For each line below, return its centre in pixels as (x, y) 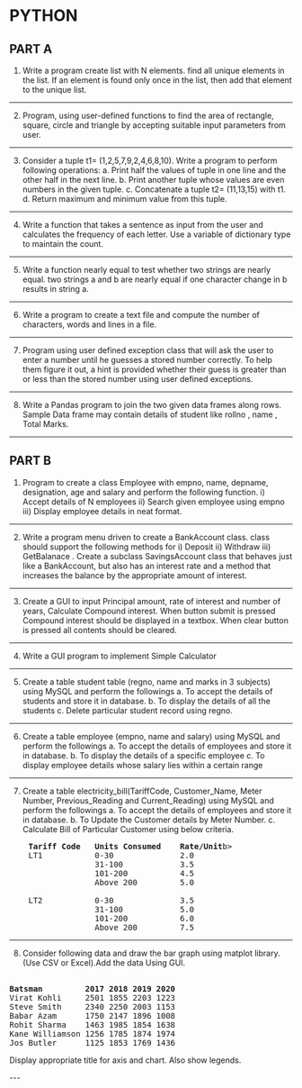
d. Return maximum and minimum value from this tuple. (124, 199)
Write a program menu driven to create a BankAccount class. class (146, 537)
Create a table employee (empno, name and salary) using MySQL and (151, 736)
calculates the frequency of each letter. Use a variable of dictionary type (156, 234)
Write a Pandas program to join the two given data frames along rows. (151, 405)
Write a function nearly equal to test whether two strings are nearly (147, 270)
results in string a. (56, 289)
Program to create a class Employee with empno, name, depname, (145, 482)
